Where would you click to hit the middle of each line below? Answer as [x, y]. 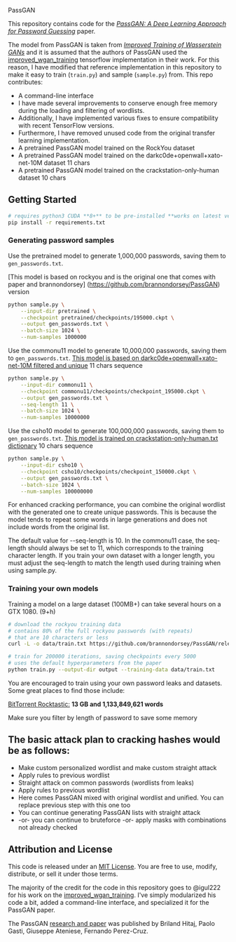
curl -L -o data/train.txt [47, 644]
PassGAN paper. [32, 910]
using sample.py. [33, 571]
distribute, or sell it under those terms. [63, 874]
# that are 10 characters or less [58, 637]
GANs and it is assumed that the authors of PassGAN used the [98, 52]
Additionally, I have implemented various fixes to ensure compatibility [118, 118]
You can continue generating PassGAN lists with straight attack [109, 812]
